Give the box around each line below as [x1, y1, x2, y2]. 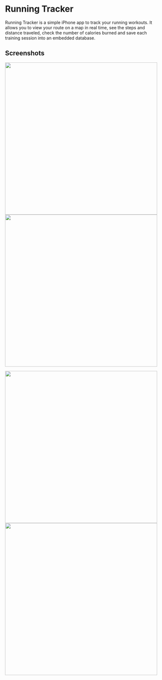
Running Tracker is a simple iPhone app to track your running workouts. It [5, 19, 152, 25]
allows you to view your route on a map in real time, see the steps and [5, 24, 145, 30]
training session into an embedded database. [5, 35, 96, 41]
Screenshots [5, 49, 45, 57]
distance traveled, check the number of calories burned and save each [5, 30, 147, 36]
